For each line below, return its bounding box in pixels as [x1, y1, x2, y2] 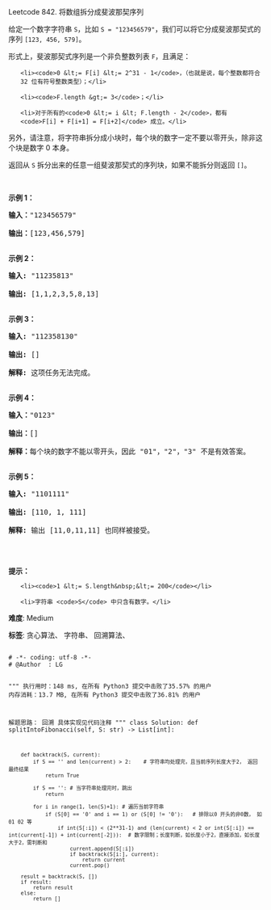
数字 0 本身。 [29, 143, 74, 152]
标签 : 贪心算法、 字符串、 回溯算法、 [8, 630, 130, 640]
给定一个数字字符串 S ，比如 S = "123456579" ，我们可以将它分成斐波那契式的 [8, 24, 261, 34]
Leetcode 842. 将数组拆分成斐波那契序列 [8, 7, 144, 16]
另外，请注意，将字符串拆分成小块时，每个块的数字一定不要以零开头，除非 [8, 133, 256, 142]
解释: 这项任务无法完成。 [8, 369, 95, 377]
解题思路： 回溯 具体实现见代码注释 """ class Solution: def [8, 718, 199, 727]
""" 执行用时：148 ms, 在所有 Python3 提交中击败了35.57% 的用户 [8, 682, 212, 690]
